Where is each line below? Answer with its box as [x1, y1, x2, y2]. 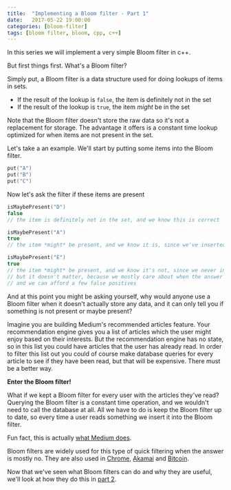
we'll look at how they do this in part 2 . [7, 475, 117, 483]
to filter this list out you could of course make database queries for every [7, 349, 214, 358]
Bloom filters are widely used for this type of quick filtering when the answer [7, 447, 224, 455]
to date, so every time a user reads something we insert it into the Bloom [7, 413, 213, 421]
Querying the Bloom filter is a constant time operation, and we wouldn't [7, 398, 210, 407]
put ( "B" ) [7, 172, 32, 178]
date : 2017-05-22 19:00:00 [7, 17, 91, 23]
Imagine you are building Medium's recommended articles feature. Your [7, 320, 210, 328]
